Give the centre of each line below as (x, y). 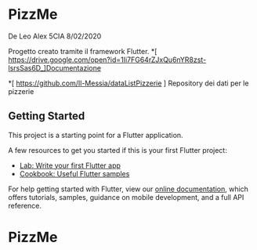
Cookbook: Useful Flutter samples (74, 173)
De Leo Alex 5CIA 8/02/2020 (55, 36)
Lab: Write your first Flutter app (70, 165)
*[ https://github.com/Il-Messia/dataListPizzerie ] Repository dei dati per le (128, 83)
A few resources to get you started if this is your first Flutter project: (118, 150)
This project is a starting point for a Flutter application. (96, 135)
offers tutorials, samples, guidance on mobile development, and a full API (126, 197)
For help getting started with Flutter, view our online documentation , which (128, 189)
